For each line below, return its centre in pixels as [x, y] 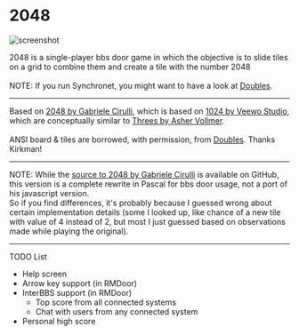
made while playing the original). [69, 231]
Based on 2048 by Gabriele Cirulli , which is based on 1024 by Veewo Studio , [149, 111]
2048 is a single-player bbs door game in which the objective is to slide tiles [149, 57]
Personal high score [59, 321]
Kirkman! [26, 148]
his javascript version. [49, 193]
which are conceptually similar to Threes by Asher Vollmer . [117, 120]
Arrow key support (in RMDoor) [80, 283]
